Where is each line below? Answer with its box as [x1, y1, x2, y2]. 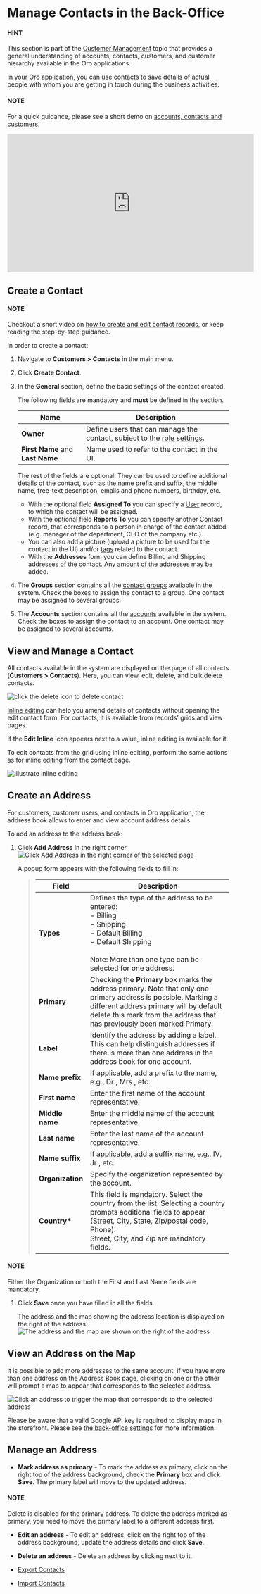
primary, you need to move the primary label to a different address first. [7, 1517, 215, 1525]
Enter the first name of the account [90, 1088, 205, 1098]
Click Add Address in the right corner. [17, 843, 129, 851]
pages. [7, 721, 27, 729]
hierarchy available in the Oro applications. [7, 59, 132, 68]
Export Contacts [17, 1565, 65, 1574]
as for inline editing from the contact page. [7, 755, 132, 764]
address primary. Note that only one [90, 984, 210, 993]
